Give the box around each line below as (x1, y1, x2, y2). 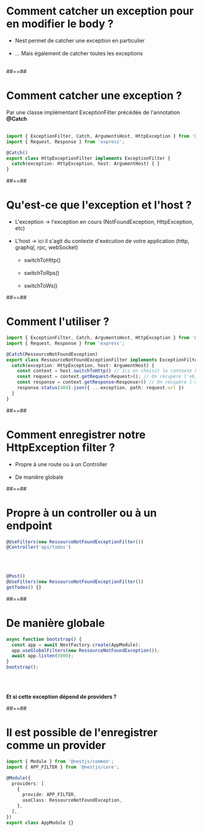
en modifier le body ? (6, 17, 114, 31)
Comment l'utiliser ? (6, 315, 109, 328)
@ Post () (6, 573, 26, 579)
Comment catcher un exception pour (6, 4, 194, 18)
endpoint (6, 519, 52, 532)
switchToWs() (23, 282, 58, 289)
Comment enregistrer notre (6, 428, 146, 442)
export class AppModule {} (6, 819, 74, 825)
